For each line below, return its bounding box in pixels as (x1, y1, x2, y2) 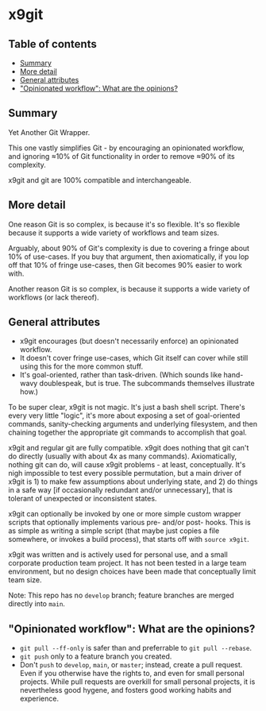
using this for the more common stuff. (19, 361, 144, 371)
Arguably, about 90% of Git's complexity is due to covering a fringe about (8, 243, 250, 253)
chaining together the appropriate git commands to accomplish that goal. (8, 427, 248, 438)
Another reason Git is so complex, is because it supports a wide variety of (8, 284, 250, 293)
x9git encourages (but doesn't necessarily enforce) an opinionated (19, 336, 239, 346)
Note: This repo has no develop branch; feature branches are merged (8, 590, 234, 601)
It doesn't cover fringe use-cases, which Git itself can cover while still (19, 354, 249, 363)
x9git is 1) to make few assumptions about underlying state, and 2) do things (8, 477, 258, 486)
